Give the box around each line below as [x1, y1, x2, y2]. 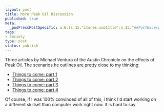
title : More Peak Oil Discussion [5, 12, 73, 17]
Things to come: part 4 [12, 87, 59, 93]
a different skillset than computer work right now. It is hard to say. [5, 101, 137, 107]
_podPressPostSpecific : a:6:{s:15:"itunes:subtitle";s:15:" [9, 25, 134, 30]
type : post [5, 39, 27, 44]
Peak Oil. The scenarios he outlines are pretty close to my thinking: [5, 62, 140, 68]
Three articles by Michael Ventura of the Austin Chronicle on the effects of [5, 56, 155, 62]
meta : [5, 20, 16, 26]
